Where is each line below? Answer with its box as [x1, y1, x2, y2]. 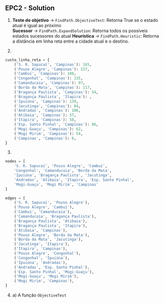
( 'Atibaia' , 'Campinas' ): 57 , [14, 113, 77, 118]
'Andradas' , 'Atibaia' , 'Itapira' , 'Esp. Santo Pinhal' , [14, 177, 134, 182]
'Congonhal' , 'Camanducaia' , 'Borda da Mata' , [14, 168, 112, 173]
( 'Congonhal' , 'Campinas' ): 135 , [14, 76, 83, 81]
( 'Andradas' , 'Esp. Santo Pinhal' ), [14, 265, 90, 270]
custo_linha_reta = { [5, 57, 50, 62]
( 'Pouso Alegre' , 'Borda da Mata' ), [14, 233, 90, 238]
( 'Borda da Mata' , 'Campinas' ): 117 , [14, 85, 92, 90]
